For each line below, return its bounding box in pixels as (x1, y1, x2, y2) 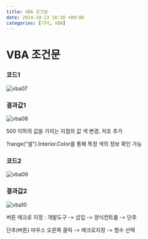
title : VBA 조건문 (6, 8, 49, 15)
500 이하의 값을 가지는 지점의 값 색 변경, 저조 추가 (6, 128, 123, 135)
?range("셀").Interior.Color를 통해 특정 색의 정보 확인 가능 (6, 140, 142, 147)
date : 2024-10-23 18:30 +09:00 (6, 14, 84, 20)
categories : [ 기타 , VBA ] (6, 20, 66, 26)
